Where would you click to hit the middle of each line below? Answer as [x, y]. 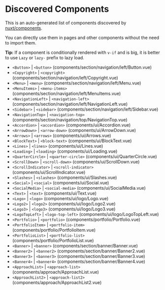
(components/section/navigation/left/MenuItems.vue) [66, 93]
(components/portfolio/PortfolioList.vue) [53, 240]
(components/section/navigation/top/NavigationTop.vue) [70, 120]
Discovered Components [57, 9]
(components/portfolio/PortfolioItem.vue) [54, 230]
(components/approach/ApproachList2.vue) [57, 282]
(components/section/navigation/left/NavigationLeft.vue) [70, 104]
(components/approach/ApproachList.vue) [56, 272]
